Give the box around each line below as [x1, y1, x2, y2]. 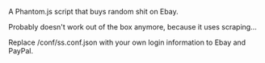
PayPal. [8, 46, 34, 55]
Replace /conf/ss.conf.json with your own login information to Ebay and [8, 37, 246, 47]
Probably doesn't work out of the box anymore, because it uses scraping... [8, 22, 257, 31]
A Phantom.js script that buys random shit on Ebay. [8, 7, 179, 16]
